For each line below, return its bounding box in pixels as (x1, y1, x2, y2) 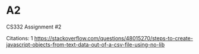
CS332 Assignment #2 (6, 23, 62, 30)
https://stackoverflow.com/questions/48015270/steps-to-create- (34, 34, 193, 42)
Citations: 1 (6, 34, 33, 42)
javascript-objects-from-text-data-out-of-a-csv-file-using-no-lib (6, 41, 165, 48)
